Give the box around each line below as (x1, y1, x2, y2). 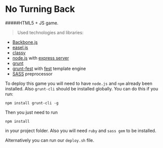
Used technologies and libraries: (17, 29, 84, 35)
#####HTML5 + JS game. (5, 20, 58, 26)
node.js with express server (12, 55, 69, 61)
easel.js (12, 44, 28, 50)
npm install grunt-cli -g (5, 100, 58, 105)
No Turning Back (5, 3, 75, 15)
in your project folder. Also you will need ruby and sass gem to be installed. (5, 128, 157, 134)
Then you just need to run (5, 109, 58, 115)
